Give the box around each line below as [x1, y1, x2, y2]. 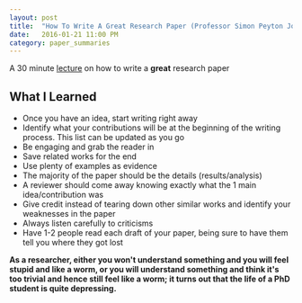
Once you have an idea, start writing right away [22, 113, 198, 124]
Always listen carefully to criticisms [22, 218, 154, 229]
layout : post [9, 13, 58, 22]
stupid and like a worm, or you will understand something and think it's [9, 264, 280, 275]
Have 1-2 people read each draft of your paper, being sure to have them [22, 227, 289, 238]
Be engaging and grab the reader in [22, 141, 155, 153]
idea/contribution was [22, 190, 104, 201]
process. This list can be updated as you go [22, 132, 185, 143]
